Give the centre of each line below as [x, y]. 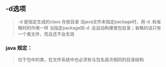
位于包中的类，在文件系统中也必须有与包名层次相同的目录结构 [81, 60]
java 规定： [19, 48]
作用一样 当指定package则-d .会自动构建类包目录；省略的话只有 [96, 28]
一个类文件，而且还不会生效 [46, 34]
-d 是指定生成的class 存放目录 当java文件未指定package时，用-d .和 [87, 22]
